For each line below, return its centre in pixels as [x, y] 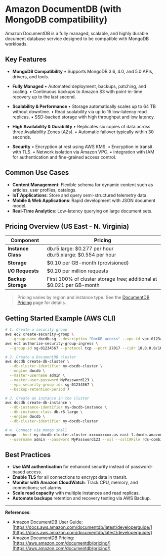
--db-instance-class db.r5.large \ [46, 412]
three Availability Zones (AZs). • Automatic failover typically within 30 [83, 132]
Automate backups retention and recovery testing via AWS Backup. [82, 498]
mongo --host [19, 435]
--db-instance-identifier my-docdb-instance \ [58, 407]
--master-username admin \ [37, 376]
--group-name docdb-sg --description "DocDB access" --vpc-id [75, 339]
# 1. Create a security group [36, 330]
